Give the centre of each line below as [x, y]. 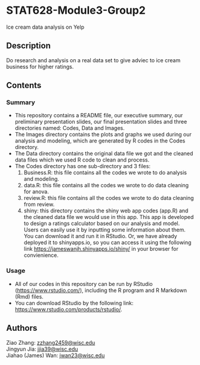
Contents [24, 85]
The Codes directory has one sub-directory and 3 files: [83, 166]
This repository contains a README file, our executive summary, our [99, 115]
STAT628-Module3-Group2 [76, 10]
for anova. [36, 191]
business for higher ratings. [40, 66]
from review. [39, 205]
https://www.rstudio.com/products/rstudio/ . [68, 309]
